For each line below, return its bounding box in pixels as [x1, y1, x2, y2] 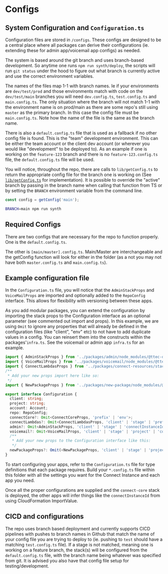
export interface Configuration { [5, 391, 77, 397]
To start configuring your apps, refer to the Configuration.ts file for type [5, 461, 155, 467]
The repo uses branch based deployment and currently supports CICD [5, 525, 150, 531]
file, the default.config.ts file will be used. [5, 157, 95, 163]
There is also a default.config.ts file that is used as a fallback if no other [5, 130, 157, 136]
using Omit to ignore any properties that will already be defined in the [5, 324, 147, 330]
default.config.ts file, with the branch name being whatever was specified [5, 552, 161, 558]
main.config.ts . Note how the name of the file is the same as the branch [5, 115, 155, 121]
